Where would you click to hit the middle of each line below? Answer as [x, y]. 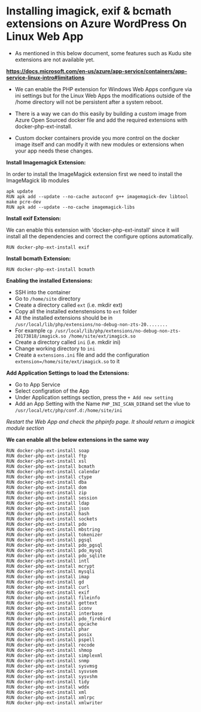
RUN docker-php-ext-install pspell [51, 640]
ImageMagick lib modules [38, 180]
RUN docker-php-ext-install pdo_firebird [59, 619]
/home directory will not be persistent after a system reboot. [89, 102]
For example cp [33, 330]
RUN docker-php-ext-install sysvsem [52, 671]
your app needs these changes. [54, 151]
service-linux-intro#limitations [45, 77]
